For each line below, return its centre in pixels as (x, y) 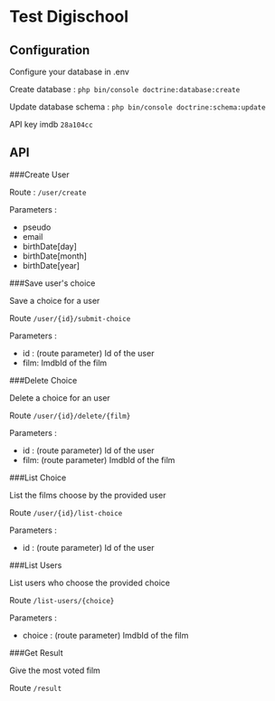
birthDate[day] (49, 246)
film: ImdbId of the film (65, 363)
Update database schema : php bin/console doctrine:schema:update (137, 107)
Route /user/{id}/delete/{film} (70, 415)
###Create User (39, 175)
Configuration (50, 50)
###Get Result (36, 652)
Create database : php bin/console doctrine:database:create (125, 89)
